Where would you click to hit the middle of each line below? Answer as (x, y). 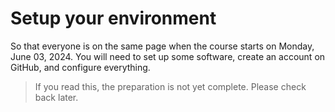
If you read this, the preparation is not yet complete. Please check (170, 86)
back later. (56, 97)
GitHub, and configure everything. (80, 67)
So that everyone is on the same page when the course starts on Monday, (162, 46)
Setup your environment (113, 18)
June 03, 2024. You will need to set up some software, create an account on (168, 56)
